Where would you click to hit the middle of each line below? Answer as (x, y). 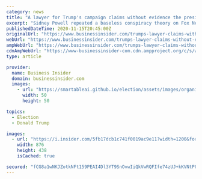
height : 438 (32, 151)
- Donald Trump (31, 123)
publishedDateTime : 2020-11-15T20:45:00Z (59, 29)
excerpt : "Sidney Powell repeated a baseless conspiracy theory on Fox (98, 23)
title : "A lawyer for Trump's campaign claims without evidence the (94, 17)
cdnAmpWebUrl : (24, 51)
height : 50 (36, 101)
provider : (19, 67)
